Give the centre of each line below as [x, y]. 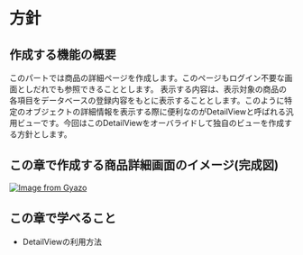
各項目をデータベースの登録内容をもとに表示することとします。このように [147, 100]
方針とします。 [44, 134]
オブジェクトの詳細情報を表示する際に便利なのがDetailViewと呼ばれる [155, 112]
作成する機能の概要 [63, 55]
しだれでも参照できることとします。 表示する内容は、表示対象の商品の [156, 89]
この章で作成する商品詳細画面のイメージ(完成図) [144, 165]
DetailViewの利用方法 [62, 241]
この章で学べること [63, 219]
